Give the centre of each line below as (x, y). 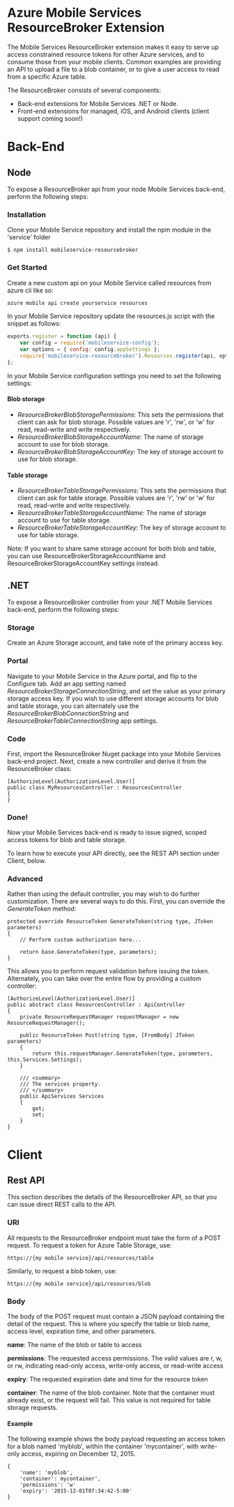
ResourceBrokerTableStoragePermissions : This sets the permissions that (122, 490)
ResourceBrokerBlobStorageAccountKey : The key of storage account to (120, 451)
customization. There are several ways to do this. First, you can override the (116, 901)
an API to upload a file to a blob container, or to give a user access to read (114, 69)
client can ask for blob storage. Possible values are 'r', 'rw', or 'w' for (116, 422)
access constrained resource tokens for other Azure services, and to (106, 54)
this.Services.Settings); (45, 1060)
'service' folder (29, 237)
